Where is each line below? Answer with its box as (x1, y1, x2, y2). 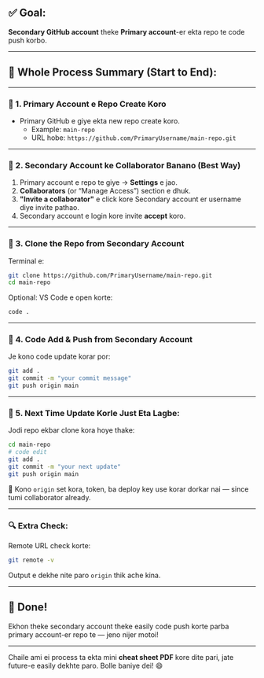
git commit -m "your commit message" (8, 374, 132, 382)
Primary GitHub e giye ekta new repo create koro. (19, 116, 181, 125)
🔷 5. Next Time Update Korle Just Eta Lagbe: (8, 407, 181, 418)
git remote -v (8, 556, 55, 565)
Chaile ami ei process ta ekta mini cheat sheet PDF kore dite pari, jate (8, 652, 234, 661)
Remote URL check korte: (8, 541, 91, 551)
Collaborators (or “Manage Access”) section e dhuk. (19, 186, 191, 196)
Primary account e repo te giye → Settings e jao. (19, 178, 178, 187)
